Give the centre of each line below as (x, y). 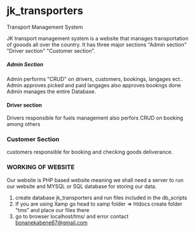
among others (23, 124)
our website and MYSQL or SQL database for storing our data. (82, 186)
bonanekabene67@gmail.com (51, 222)
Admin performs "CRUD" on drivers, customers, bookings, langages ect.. (95, 79)
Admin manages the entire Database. (51, 91)
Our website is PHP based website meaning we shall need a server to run (95, 180)
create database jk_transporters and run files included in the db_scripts (101, 197)
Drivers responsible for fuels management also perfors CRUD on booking (95, 118)
